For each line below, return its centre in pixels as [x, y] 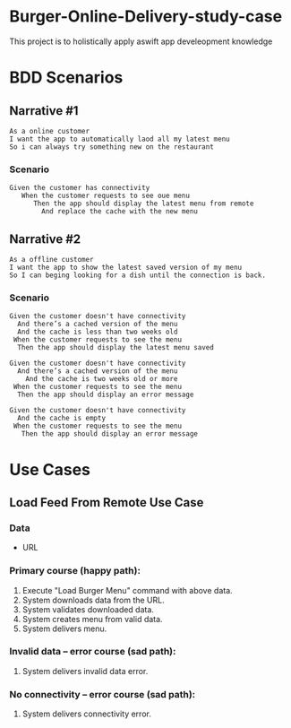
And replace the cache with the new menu [120, 212]
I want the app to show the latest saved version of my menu [126, 268]
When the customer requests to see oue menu [106, 196]
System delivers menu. [64, 628]
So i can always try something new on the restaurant [112, 147]
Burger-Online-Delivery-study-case [146, 17]
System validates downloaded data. [88, 609]
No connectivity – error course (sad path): [103, 694]
